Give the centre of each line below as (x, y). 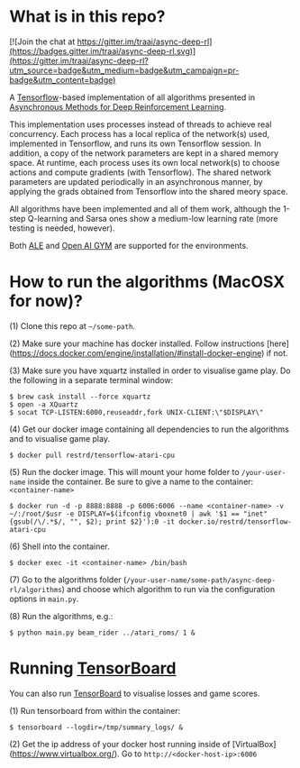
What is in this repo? (87, 17)
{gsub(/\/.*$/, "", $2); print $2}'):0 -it (92, 521)
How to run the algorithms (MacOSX (147, 282)
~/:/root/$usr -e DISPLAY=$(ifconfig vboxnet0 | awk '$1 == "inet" (139, 514)
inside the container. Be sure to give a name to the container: (141, 481)
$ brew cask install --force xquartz (80, 397)
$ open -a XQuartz (44, 404)
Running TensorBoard (93, 668)
